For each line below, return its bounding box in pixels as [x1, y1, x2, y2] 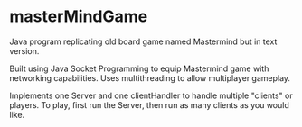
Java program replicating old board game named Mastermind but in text [9, 36, 278, 47]
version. [9, 45, 40, 56]
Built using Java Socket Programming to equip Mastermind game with [9, 63, 269, 74]
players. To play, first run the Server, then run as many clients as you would [9, 99, 289, 110]
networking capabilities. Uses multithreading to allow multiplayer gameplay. [9, 72, 291, 83]
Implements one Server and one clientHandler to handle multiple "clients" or [9, 90, 293, 101]
